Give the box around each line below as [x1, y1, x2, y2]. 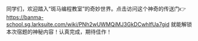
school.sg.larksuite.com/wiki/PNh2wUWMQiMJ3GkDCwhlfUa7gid [6, 21, 170, 28]
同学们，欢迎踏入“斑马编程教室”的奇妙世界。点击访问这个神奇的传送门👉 [6, 5, 187, 12]
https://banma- [6, 14, 44, 21]
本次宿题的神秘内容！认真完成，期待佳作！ [6, 29, 112, 35]
